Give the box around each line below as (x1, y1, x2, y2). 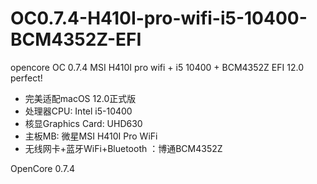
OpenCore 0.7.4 (10, 162, 76, 174)
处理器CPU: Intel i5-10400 (24, 105, 133, 117)
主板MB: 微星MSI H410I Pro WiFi (24, 130, 158, 142)
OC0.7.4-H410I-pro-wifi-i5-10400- (10, 7, 308, 30)
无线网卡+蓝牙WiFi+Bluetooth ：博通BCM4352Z (24, 142, 223, 154)
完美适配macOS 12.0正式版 (24, 92, 137, 104)
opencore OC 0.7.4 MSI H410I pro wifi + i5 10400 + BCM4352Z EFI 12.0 (10, 61, 304, 73)
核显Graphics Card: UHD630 (24, 117, 143, 129)
